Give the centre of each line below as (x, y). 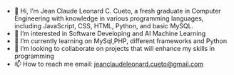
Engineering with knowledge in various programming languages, (109, 18)
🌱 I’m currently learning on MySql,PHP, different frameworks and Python (120, 41)
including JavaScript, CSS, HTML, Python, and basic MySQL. (104, 26)
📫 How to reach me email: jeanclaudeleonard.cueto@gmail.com (109, 64)
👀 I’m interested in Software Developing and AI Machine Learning (110, 33)
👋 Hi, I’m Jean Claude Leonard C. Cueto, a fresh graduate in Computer (117, 11)
